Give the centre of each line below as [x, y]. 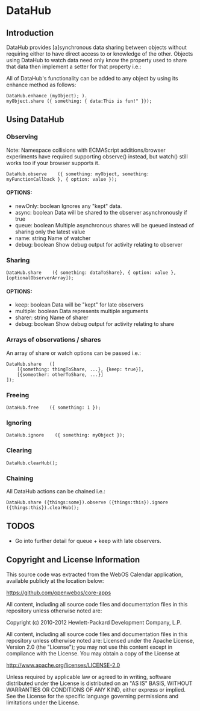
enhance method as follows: [41, 85]
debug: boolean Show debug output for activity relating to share [95, 324]
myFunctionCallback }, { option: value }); [62, 179]
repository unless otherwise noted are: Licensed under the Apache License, [100, 640]
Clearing [19, 450]
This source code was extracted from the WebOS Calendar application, [95, 574]
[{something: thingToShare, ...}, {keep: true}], [81, 369]
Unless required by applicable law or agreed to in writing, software [89, 677]
